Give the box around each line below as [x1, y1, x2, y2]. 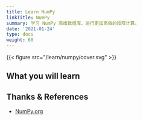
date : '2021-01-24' [6, 25, 56, 32]
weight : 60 [6, 37, 34, 43]
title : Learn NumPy [6, 8, 56, 15]
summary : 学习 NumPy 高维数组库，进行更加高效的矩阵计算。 [6, 20, 140, 26]
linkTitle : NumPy [6, 15, 50, 21]
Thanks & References [6, 91, 89, 102]
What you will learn [6, 71, 80, 82]
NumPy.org [14, 108, 43, 115]
